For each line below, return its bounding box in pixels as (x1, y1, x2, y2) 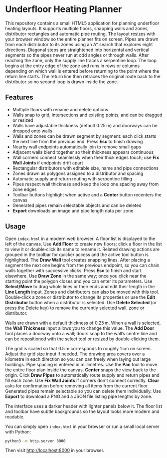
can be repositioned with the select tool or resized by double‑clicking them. (5, 336, 161, 342)
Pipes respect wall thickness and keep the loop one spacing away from (12, 181, 159, 187)
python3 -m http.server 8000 (5, 438, 66, 443)
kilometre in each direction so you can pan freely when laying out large (5, 356, 151, 362)
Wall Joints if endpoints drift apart (12, 159, 83, 166)
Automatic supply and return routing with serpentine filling (12, 175, 133, 181)
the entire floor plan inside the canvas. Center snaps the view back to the (5, 367, 156, 373)
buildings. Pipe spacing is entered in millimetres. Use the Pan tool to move (5, 361, 158, 367)
